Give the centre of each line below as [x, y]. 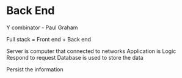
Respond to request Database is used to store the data [75, 57]
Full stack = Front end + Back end [49, 39]
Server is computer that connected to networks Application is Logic [91, 51]
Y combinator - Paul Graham [42, 27]
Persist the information [35, 69]
